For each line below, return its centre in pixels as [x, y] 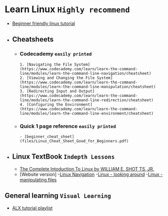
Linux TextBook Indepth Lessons [63, 157]
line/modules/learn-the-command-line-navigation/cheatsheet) [85, 73]
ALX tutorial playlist [32, 208]
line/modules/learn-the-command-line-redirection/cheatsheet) [87, 100]
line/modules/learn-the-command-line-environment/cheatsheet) [87, 113]
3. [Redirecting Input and [48, 91]
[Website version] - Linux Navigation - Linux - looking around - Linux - [91, 174]
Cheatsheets [33, 39]
